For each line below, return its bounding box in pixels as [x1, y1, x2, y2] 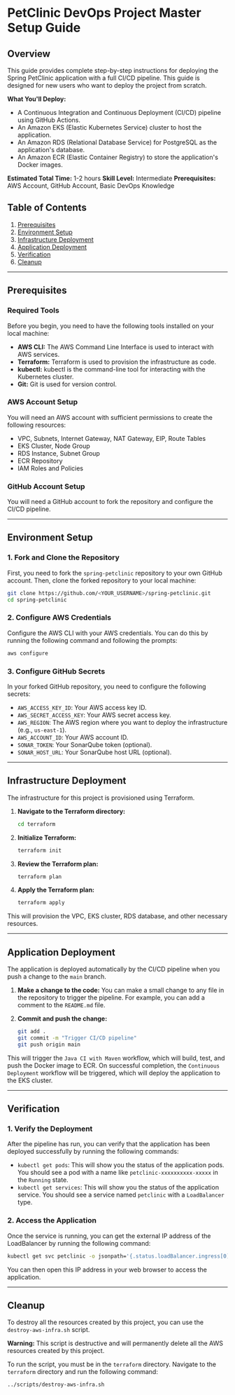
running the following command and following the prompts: [7, 636, 178, 644]
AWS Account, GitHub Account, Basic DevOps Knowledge [7, 182, 175, 190]
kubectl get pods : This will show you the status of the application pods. [17, 1161, 225, 1169]
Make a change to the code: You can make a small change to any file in [17, 986, 225, 995]
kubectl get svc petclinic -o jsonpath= [7, 1253, 127, 1260]
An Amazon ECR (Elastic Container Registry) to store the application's [17, 153, 219, 161]
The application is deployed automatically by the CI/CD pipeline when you [7, 965, 220, 974]
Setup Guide [7, 20, 81, 36]
